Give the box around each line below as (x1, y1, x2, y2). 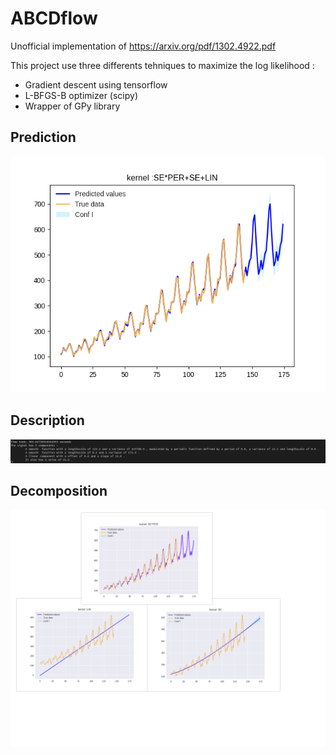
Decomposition (10, 483, 108, 500)
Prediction (10, 129, 77, 146)
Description (10, 412, 85, 429)
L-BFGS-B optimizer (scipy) (24, 89, 138, 101)
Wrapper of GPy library (24, 100, 121, 112)
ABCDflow (10, 7, 98, 30)
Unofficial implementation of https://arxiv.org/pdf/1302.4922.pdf (10, 40, 277, 52)
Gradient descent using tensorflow (24, 78, 168, 91)
